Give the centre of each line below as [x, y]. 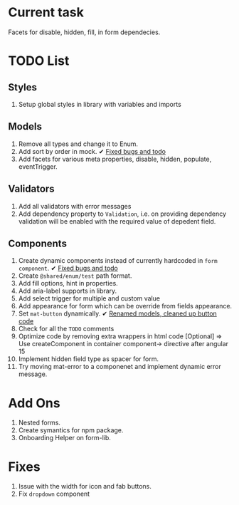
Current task [46, 12]
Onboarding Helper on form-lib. [64, 438]
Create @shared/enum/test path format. [75, 276]
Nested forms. [39, 423]
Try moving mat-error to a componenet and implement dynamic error [119, 367]
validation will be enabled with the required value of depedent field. [117, 221]
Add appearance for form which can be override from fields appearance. [125, 306]
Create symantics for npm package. [71, 430]
